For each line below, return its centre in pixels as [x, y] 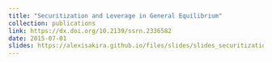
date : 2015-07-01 [38, 38]
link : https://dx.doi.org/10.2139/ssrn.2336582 [90, 31]
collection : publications [52, 23]
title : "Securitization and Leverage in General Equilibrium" [115, 16]
